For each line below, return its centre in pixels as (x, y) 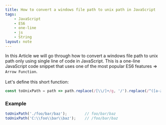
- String (23, 37)
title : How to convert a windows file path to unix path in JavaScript (80, 10)
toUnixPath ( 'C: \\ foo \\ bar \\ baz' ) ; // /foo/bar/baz (62, 118)
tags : (11, 14)
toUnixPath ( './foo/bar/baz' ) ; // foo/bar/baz (61, 114)
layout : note (19, 42)
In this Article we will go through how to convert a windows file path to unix (82, 56)
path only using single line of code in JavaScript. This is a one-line (73, 61)
